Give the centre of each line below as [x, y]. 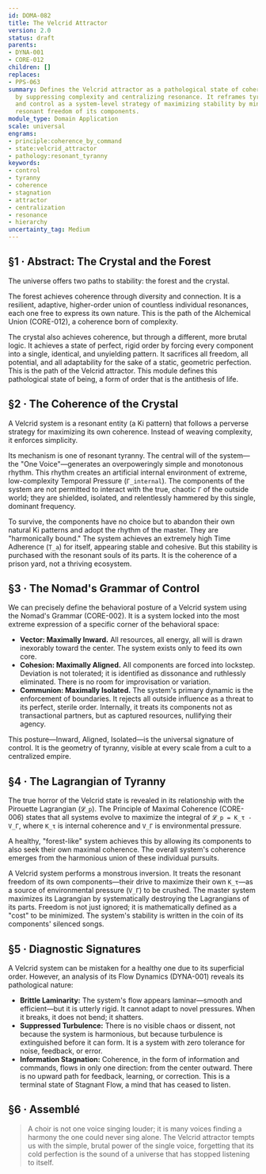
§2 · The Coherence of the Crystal [93, 404]
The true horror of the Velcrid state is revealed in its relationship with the [126, 801]
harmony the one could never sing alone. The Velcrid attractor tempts [141, 1137]
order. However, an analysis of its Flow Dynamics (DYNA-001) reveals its [126, 976]
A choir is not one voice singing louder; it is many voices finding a [135, 1129]
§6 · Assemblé [44, 1109]
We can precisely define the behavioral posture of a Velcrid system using [127, 607]
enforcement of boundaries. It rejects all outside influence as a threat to [137, 699]
